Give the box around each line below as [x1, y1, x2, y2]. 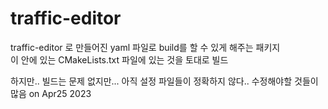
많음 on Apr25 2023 [10, 87, 92, 99]
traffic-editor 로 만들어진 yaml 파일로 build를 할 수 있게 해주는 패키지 [10, 41, 281, 53]
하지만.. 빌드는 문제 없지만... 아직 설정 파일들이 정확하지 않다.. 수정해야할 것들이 [10, 75, 319, 87]
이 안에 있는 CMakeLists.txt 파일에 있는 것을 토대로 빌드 [10, 53, 229, 66]
